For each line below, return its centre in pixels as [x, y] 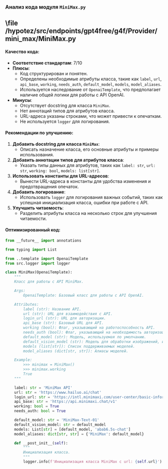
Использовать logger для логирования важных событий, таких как [91, 197]
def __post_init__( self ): [41, 443]
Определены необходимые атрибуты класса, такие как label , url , [91, 79]
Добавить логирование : [39, 192]
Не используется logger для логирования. [65, 121]
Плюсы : [21, 68]
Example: [23, 360]
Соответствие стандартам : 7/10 [47, 63]
